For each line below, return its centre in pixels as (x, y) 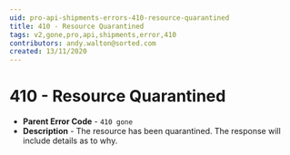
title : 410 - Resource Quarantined (77, 26)
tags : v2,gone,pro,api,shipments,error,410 (93, 34)
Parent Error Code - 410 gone (78, 121)
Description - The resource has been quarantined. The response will (152, 131)
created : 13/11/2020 (49, 52)
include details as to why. (70, 140)
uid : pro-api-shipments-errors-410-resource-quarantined (120, 18)
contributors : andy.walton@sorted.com (83, 43)
